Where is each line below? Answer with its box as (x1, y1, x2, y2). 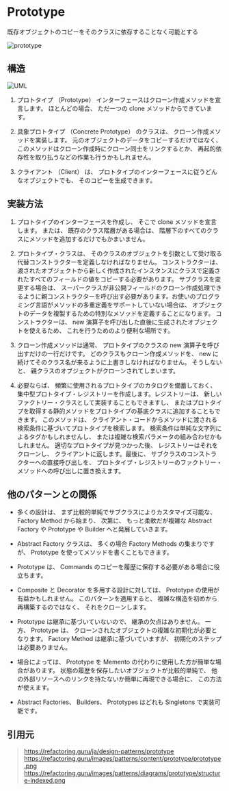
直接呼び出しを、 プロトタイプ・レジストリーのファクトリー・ (46, 458, 223, 466)
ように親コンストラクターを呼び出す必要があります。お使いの (23, 292, 196, 300)
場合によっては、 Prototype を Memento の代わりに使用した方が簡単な (16, 658, 216, 666)
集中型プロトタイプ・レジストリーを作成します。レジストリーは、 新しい (16, 390, 222, 398)
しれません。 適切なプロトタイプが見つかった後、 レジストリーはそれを (16, 441, 219, 449)
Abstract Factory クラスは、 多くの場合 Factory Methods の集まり (16, 540, 203, 548)
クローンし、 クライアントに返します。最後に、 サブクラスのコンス (16, 449, 205, 457)
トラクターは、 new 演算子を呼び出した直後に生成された (29, 318, 188, 326)
